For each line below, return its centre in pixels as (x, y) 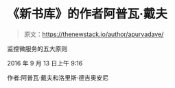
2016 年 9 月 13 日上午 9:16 (45, 63)
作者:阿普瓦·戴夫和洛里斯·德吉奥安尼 (58, 77)
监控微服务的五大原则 (37, 48)
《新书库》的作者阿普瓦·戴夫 (87, 14)
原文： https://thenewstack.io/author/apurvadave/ (94, 34)
